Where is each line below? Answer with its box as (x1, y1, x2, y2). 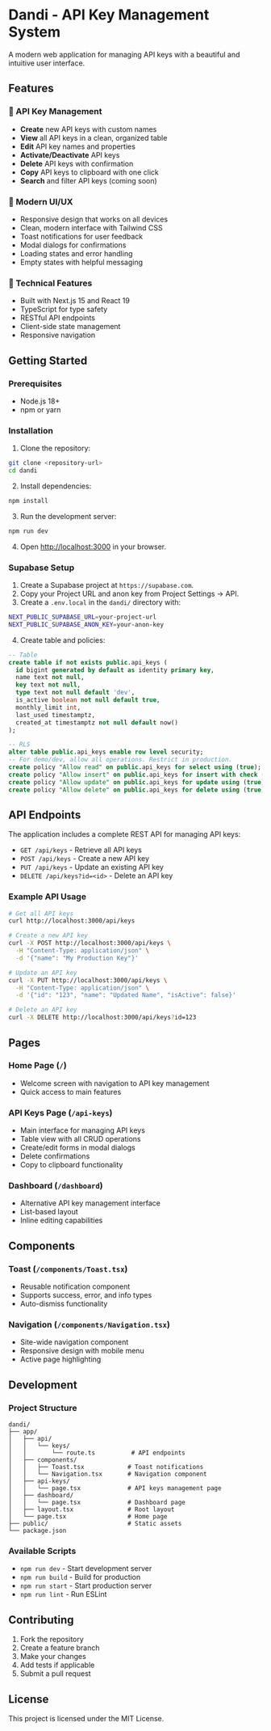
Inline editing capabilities (19, 1215, 103, 1226)
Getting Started (8, 353, 88, 367)
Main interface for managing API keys (19, 1125, 145, 1135)
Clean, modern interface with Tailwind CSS (19, 222, 163, 232)
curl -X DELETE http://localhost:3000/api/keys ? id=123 (8, 1013, 197, 1022)
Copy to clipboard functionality (19, 1160, 123, 1170)
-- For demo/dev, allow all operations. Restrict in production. (8, 756, 232, 764)
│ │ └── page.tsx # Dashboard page (8, 1498, 186, 1507)
